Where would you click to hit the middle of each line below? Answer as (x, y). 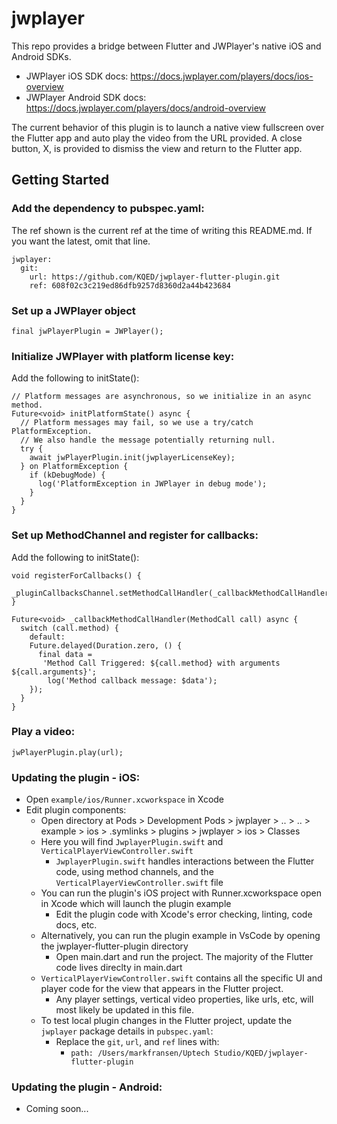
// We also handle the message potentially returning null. (148, 440)
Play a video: (43, 732)
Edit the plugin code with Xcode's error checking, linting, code (184, 914)
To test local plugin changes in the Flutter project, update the (166, 1021)
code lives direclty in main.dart (119, 968)
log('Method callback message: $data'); (132, 680)
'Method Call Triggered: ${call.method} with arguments (161, 663)
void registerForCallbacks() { (76, 575)
